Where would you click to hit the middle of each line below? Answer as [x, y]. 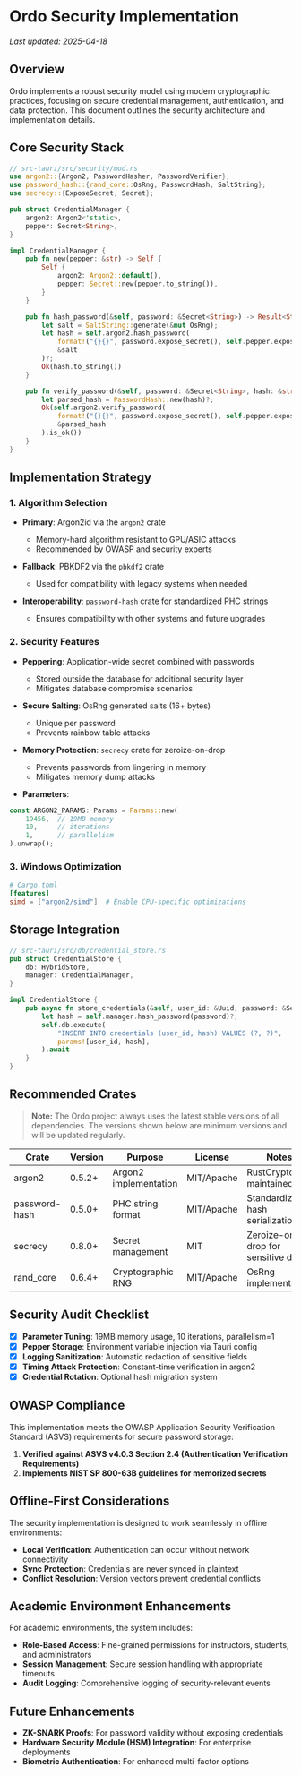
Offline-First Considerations [90, 1501]
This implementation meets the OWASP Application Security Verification [142, 1427]
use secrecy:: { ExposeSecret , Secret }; [82, 193]
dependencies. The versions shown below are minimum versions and [159, 1125]
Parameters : [46, 793]
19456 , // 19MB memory [70, 819]
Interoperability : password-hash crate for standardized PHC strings [145, 601]
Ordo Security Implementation [125, 17]
